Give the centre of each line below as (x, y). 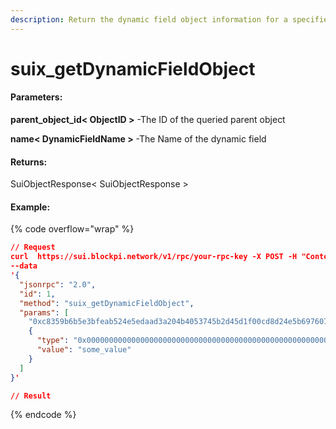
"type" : (53, 341)
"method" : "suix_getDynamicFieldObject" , (107, 303)
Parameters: (36, 97)
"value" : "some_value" (84, 350)
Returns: (29, 162)
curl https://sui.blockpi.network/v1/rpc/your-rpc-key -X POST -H (154, 257)
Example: (30, 207)
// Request (33, 247)
